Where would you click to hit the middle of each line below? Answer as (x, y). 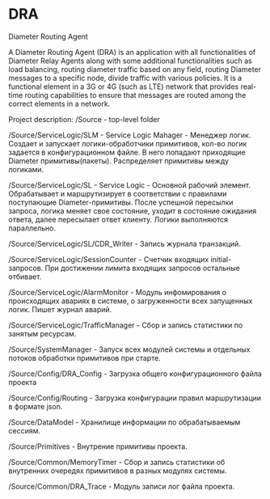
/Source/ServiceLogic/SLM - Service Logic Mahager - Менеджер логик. (130, 135)
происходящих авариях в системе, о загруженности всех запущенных (131, 301)
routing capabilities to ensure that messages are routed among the (135, 95)
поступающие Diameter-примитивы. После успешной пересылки (121, 202)
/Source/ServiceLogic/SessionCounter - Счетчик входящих (109, 259)
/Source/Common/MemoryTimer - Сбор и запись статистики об (117, 462)
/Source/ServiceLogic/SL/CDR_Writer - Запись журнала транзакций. (124, 243)
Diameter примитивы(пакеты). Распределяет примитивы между (118, 161)
